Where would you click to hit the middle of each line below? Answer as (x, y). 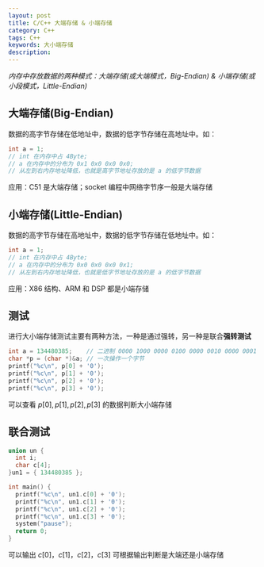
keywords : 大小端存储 (41, 45)
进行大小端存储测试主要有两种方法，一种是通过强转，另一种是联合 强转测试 (130, 336)
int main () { (30, 487)
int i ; (26, 458)
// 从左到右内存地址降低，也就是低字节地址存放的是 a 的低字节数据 (104, 272)
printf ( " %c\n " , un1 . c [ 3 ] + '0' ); (71, 516)
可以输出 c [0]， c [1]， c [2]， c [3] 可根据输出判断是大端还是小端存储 (116, 555)
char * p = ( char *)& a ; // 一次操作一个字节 (77, 359)
